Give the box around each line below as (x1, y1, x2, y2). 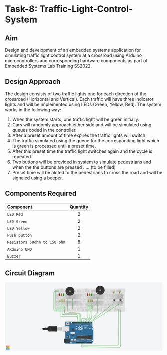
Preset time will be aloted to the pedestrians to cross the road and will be (12, 169, 163, 175)
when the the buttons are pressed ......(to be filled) (12, 164, 116, 170)
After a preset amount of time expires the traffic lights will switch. (12, 132, 147, 138)
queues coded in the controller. (12, 127, 77, 133)
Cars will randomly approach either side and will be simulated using (12, 121, 152, 128)
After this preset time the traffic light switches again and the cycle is (12, 148, 153, 154)
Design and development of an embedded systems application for (5, 47, 141, 53)
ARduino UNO (7, 247, 32, 252)
